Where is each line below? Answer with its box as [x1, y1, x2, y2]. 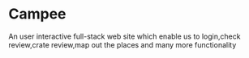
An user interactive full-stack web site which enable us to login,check [8, 31, 241, 41]
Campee [8, 5, 67, 23]
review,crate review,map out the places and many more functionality [8, 39, 237, 49]
